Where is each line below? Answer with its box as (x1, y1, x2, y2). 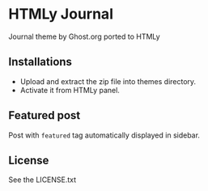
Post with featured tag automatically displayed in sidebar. (8, 130, 201, 140)
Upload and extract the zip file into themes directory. (19, 76, 197, 86)
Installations (8, 55, 73, 69)
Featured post (8, 108, 81, 122)
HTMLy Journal (8, 5, 113, 23)
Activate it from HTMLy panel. (19, 85, 120, 95)
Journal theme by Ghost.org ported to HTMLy (8, 32, 160, 41)
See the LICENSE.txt (8, 175, 77, 185)
